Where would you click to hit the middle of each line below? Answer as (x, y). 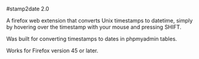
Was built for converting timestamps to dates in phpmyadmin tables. (92, 39)
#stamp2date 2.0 (28, 9)
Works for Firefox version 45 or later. (52, 50)
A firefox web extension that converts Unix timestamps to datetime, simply (100, 20)
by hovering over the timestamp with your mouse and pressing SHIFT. (94, 27)
